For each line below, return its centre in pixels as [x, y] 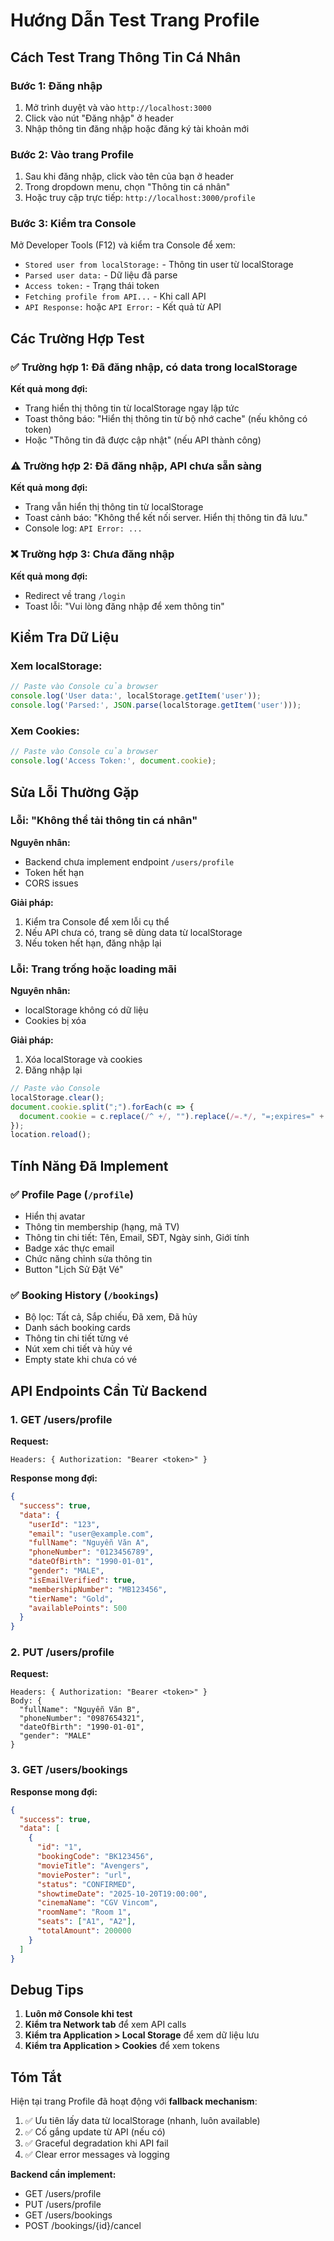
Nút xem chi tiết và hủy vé [78, 1349]
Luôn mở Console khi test [78, 2014]
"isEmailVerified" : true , [82, 1580]
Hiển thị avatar [55, 1216]
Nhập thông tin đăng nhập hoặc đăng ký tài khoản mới [137, 128]
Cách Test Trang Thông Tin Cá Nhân [126, 57]
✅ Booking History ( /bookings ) [84, 1295]
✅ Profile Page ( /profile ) [72, 1194]
